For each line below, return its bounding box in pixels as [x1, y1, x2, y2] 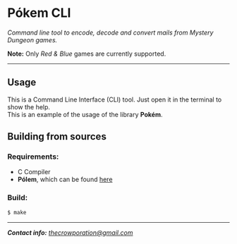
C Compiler [17, 168, 51, 176]
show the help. [7, 102, 51, 111]
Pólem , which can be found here [17, 175, 113, 184]
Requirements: [7, 152, 59, 161]
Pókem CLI [7, 5, 71, 21]
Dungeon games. [7, 35, 58, 44]
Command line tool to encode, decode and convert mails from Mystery [7, 28, 214, 37]
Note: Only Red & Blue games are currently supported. [7, 49, 166, 58]
